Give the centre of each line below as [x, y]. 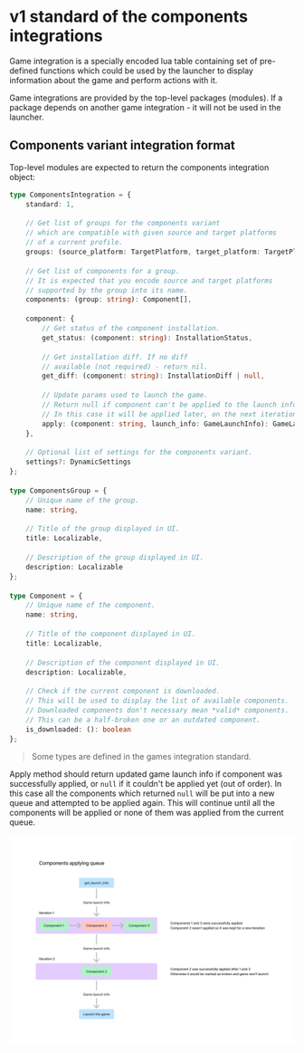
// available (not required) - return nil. [125, 367]
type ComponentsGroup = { [58, 491]
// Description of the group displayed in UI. [115, 558]
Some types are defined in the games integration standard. [141, 756]
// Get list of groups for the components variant [123, 224]
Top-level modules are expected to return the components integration [139, 167]
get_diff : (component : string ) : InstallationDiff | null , [153, 376]
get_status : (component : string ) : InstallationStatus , [147, 338]
